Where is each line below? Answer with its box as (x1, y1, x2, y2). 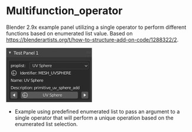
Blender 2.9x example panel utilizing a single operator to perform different (6, 24, 187, 31)
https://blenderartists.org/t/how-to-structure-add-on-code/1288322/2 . (6, 36, 179, 43)
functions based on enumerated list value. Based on (6, 29, 133, 37)
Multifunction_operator (6, 4, 123, 18)
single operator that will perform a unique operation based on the (14, 114, 174, 121)
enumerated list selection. (14, 120, 78, 127)
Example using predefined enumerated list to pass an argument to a (14, 108, 180, 115)
